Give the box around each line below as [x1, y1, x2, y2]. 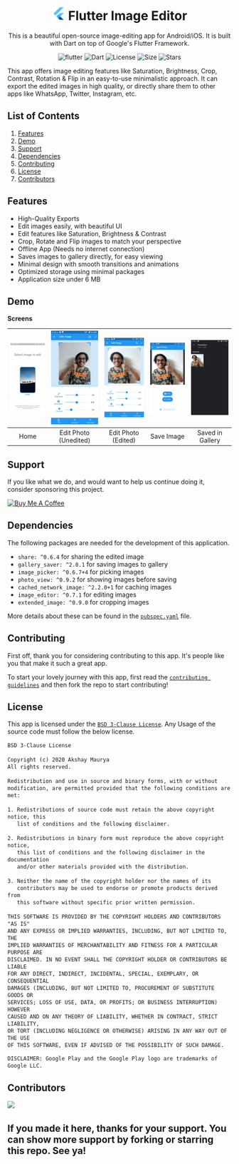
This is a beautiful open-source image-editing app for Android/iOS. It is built [8, 31, 231, 40]
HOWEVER [7, 1006, 31, 1013]
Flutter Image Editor [68, 8, 188, 24]
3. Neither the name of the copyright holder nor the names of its [7, 878, 212, 885]
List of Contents [7, 110, 80, 122]
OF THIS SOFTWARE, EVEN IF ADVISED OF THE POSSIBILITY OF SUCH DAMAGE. [7, 1042, 224, 1049]
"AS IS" [7, 921, 31, 928]
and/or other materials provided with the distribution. [16, 864, 190, 871]
